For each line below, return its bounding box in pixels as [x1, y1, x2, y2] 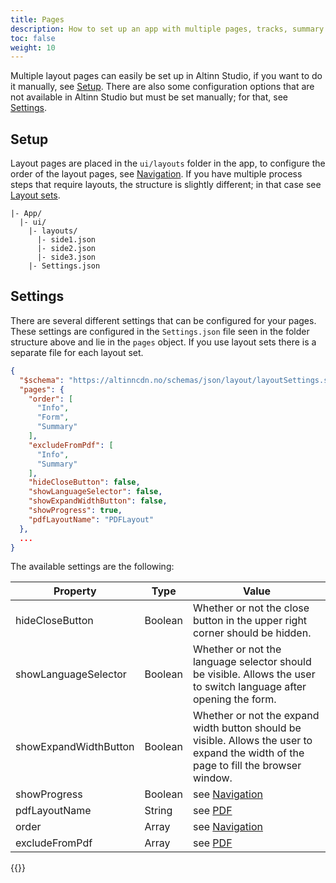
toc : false [10, 33, 56, 43]
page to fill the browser [192, 759, 302, 773]
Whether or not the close [192, 601, 310, 615]
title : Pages [10, 14, 65, 25]
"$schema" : [19, 375, 65, 385]
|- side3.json [36, 252, 97, 263]
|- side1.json [36, 235, 97, 245]
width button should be [192, 721, 302, 735]
